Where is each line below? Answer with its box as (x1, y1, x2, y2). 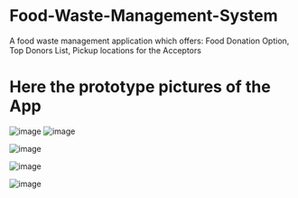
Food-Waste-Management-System (9, 5, 278, 26)
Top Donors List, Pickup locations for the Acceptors (9, 44, 201, 55)
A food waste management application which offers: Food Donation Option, (9, 35, 290, 46)
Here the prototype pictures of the (9, 77, 271, 98)
